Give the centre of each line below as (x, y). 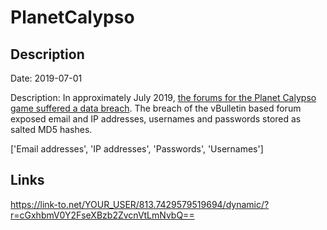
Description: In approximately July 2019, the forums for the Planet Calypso (163, 97)
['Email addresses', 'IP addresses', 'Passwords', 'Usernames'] (137, 149)
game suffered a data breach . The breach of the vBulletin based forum (156, 108)
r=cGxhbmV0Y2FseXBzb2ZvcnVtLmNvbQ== (102, 215)
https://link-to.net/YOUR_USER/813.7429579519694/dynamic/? (140, 204)
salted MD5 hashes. (51, 129)
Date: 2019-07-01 (46, 78)
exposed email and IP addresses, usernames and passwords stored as (156, 119)
